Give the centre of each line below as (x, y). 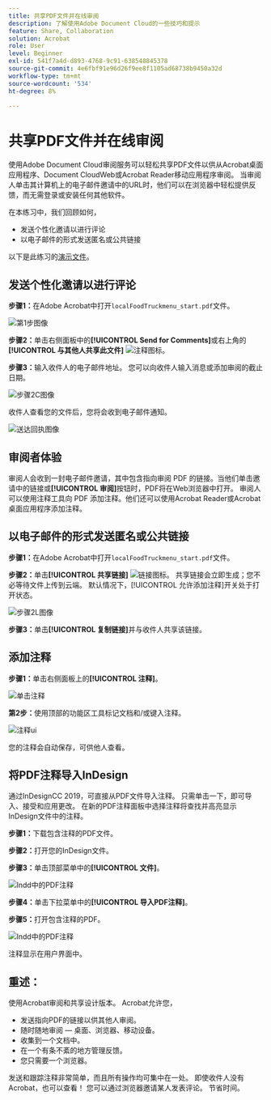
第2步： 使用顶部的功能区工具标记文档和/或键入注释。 (97, 712)
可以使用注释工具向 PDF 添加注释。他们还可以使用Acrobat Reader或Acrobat (135, 498)
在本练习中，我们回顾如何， (55, 212)
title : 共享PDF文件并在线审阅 (54, 16)
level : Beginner (36, 53)
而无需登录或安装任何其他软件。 (76, 195)
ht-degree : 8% (32, 91)
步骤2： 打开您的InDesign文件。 (61, 851)
